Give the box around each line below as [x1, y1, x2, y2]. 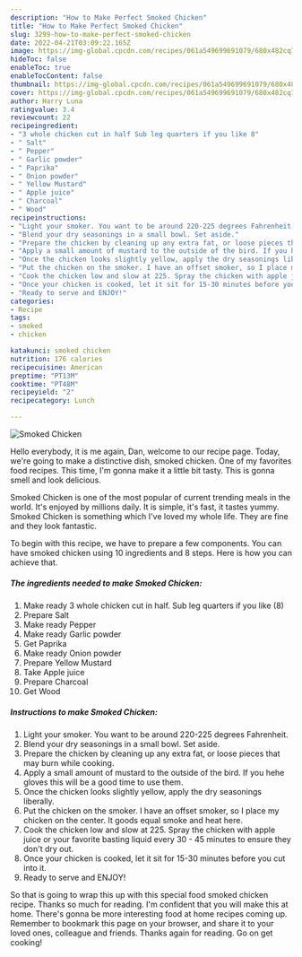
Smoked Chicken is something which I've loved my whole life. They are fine [10, 511, 289, 521]
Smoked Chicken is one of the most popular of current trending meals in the [10, 492, 290, 502]
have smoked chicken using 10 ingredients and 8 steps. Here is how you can [10, 548, 292, 558]
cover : [10, 88, 35, 97]
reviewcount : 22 [10, 113, 71, 122]
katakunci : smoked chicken [10, 346, 111, 355]
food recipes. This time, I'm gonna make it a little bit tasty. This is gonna [10, 465, 275, 475]
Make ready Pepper [22, 619, 97, 630]
